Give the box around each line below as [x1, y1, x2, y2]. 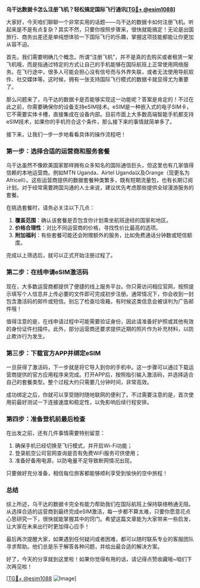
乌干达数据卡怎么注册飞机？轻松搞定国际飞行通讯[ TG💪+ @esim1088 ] [6, 6, 176, 12]
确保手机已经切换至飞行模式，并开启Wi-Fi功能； [14, 442, 133, 449]
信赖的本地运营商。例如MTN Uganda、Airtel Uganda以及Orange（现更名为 [6, 169, 190, 176]
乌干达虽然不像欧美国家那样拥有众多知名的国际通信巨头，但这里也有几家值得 [6, 162, 194, 169]
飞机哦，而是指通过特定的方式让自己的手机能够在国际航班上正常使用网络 [6, 61, 183, 68]
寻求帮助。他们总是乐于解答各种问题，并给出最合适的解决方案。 [6, 543, 162, 550]
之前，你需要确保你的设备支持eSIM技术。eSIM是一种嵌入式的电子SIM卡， [11, 104, 192, 110]
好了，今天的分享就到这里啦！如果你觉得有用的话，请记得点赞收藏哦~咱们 [6, 556, 187, 563]
